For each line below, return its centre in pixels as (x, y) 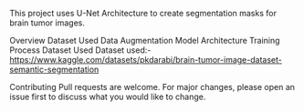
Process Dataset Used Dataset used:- (80, 50)
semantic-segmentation (54, 69)
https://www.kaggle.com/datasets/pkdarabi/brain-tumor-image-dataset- (146, 60)
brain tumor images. (47, 23)
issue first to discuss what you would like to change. (108, 96)
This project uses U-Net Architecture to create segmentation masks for (143, 13)
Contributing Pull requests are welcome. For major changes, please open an (152, 87)
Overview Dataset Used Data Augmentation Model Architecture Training (145, 40)
